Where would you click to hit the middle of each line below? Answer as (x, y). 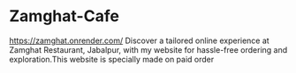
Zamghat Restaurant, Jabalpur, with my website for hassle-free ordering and (148, 49)
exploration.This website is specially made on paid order (112, 59)
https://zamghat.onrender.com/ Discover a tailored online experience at (139, 40)
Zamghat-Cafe (64, 16)
